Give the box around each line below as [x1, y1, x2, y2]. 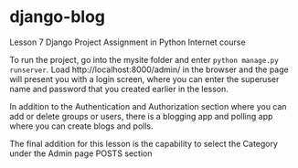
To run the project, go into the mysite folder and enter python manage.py [9, 54, 279, 65]
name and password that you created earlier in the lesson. [9, 83, 229, 94]
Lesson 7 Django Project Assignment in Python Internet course [9, 37, 246, 47]
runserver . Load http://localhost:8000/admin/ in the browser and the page [9, 64, 290, 75]
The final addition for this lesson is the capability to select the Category [9, 138, 279, 149]
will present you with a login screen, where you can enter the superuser [9, 73, 280, 84]
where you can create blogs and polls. [9, 121, 154, 131]
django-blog [9, 6, 105, 27]
